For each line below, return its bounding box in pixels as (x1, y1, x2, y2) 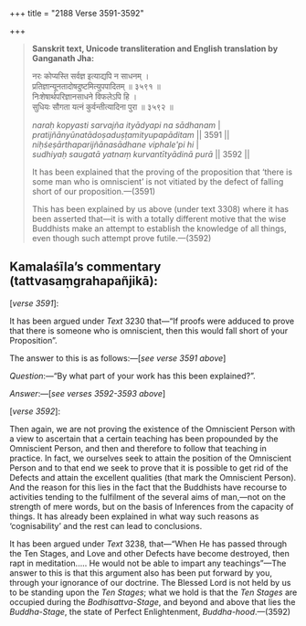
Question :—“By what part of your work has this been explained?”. (9, 370, 256, 381)
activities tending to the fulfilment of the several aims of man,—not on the (9, 491, 286, 502)
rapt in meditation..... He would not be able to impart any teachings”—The (9, 557, 287, 568)
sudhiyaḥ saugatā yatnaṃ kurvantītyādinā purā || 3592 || (31, 149, 250, 159)
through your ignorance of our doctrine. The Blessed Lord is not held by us (9, 577, 291, 588)
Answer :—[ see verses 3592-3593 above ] (9, 387, 166, 398)
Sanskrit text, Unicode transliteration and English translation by (31, 43, 279, 54)
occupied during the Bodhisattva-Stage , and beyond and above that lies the (9, 596, 296, 607)
